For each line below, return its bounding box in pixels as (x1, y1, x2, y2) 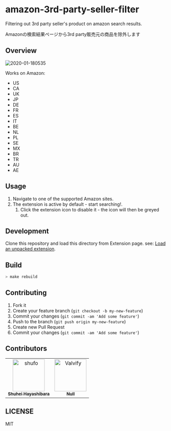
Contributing (5, 288, 47, 297)
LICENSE (5, 407, 34, 416)
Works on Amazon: (5, 70, 45, 76)
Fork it (12, 302, 27, 308)
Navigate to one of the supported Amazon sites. (12, 195, 114, 202)
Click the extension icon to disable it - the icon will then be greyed (20, 206, 159, 212)
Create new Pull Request (12, 324, 65, 330)
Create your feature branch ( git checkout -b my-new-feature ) (12, 307, 143, 314)
